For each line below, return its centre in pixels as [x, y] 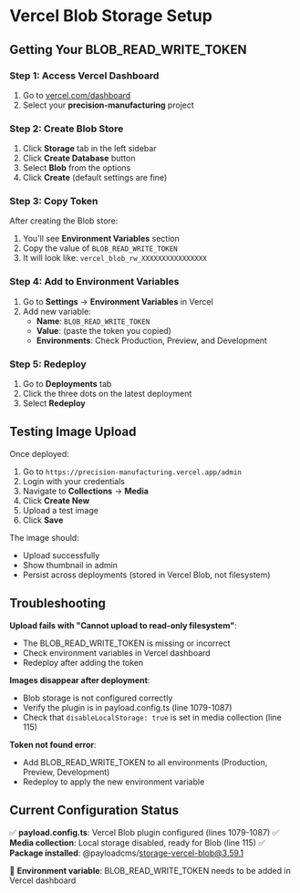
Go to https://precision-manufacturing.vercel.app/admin [132, 472]
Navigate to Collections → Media [85, 491]
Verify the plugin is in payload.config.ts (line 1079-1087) [127, 707]
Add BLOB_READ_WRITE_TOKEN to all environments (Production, [145, 762]
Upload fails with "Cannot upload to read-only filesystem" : [123, 625]
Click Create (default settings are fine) [95, 178]
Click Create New [56, 500]
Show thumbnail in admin [70, 565]
